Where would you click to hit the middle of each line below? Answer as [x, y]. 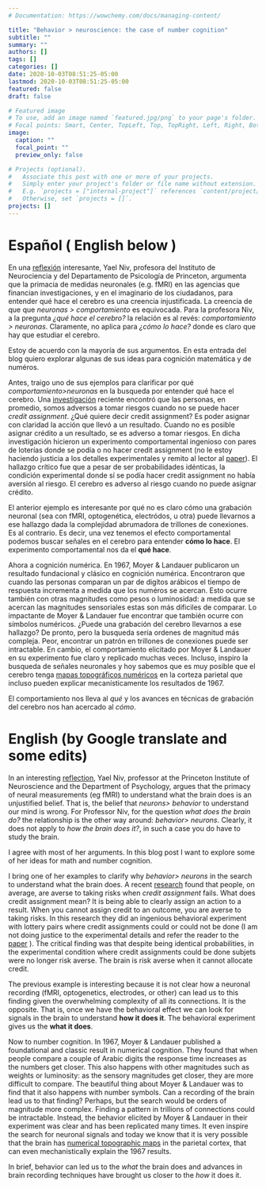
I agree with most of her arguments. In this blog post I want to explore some [132, 852]
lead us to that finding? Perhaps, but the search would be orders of [118, 1101]
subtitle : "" [30, 37]
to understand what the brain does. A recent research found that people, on [131, 884]
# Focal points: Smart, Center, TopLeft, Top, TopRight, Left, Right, [127, 125]
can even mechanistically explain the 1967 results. [90, 1151]
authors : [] [28, 52]
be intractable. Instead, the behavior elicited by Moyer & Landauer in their [128, 1117]
